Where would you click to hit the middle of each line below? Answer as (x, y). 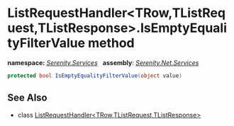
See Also (27, 98)
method (111, 43)
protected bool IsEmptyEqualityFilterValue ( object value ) (95, 76)
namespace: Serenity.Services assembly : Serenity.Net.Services (103, 62)
